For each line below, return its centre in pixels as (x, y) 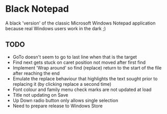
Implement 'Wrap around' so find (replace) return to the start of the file (87, 67)
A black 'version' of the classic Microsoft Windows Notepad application (80, 23)
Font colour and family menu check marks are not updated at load (82, 89)
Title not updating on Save (40, 95)
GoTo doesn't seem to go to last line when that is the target (75, 57)
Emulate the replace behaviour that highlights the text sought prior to (85, 78)
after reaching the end (36, 73)
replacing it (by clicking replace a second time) (62, 84)
